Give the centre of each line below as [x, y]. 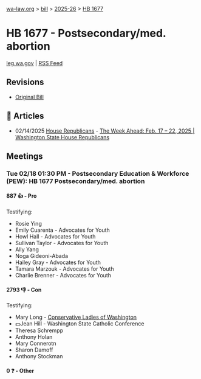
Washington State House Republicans [62, 137]
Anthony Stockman [39, 356]
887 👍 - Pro [22, 196]
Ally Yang [27, 249]
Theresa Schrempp [39, 330]
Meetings [25, 156]
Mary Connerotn [36, 344]
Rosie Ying [29, 224]
